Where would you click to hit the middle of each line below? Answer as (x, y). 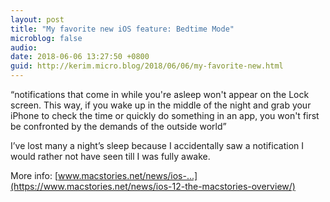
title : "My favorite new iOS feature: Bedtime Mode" (122, 29)
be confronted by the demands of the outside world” (118, 126)
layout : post (37, 19)
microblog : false (46, 38)
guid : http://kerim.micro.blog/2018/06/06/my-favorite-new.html (147, 66)
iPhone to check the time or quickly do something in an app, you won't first (165, 115)
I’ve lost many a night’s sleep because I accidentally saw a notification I (157, 145)
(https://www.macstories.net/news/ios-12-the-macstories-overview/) (153, 186)
